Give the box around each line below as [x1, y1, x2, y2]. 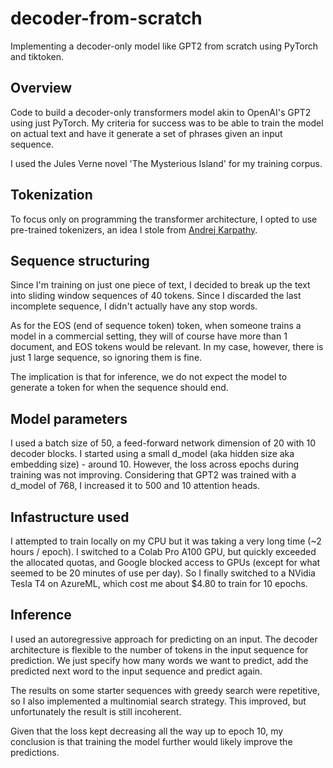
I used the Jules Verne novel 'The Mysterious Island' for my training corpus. [10, 157, 323, 169]
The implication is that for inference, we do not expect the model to [10, 371, 288, 383]
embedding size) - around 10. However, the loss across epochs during [10, 458, 300, 471]
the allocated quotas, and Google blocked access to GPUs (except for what [10, 557, 321, 568]
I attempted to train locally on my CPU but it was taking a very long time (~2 [10, 535, 322, 547]
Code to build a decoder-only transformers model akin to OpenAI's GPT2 [10, 106, 312, 118]
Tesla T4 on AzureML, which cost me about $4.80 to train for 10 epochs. [10, 578, 308, 589]
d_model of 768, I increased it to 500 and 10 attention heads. [10, 480, 261, 492]
